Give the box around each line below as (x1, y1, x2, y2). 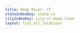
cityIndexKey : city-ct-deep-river (5, 16, 76, 21)
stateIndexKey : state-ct (5, 12, 56, 16)
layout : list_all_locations (5, 20, 62, 26)
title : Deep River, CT (5, 7, 51, 12)
